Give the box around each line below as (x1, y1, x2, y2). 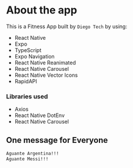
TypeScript (14, 46, 42, 53)
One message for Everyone (6, 135, 108, 145)
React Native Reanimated (14, 59, 77, 66)
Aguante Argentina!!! (6, 150, 59, 157)
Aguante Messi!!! (6, 156, 49, 162)
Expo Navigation (14, 53, 55, 60)
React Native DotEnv (14, 112, 65, 119)
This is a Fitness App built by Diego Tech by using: (6, 23, 128, 30)
